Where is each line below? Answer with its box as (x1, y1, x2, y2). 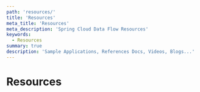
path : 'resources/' (6, 9, 56, 15)
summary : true (6, 43, 43, 49)
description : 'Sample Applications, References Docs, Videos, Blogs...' (6, 49, 195, 55)
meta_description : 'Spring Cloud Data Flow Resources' (6, 26, 149, 32)
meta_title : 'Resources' (6, 20, 70, 26)
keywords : (6, 32, 32, 38)
